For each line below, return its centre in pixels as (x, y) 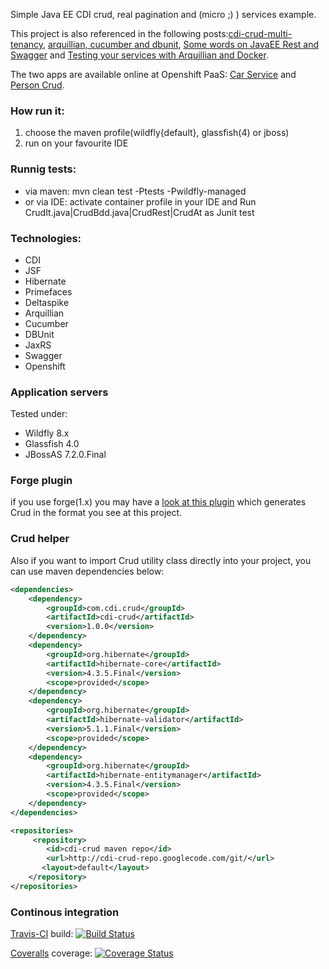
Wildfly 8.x (47, 433)
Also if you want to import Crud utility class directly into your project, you (161, 560)
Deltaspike (47, 302)
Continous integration (65, 912)
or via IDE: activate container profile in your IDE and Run (140, 201)
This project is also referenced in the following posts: (119, 33)
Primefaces (48, 291)
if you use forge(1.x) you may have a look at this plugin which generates (158, 502)
